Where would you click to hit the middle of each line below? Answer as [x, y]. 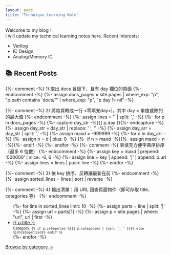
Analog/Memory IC [33, 56]
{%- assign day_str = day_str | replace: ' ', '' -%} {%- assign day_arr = [79, 128]
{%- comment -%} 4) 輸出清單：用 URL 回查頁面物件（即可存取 [72, 189]
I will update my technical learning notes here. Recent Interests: [72, 36]
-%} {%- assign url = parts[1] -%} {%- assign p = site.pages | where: [85, 212]
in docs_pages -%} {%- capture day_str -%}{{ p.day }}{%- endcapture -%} [85, 123]
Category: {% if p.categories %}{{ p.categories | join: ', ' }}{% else [78, 228]
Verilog [20, 46]
